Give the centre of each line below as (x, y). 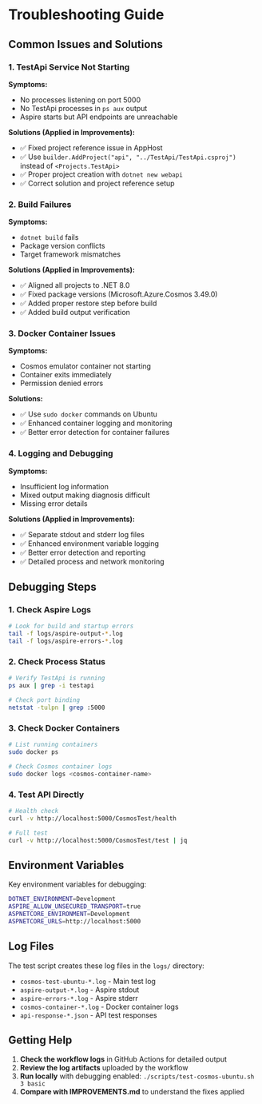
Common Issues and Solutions (86, 44)
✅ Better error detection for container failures (95, 432)
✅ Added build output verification (75, 313)
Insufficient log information (64, 486)
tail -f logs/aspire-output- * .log (66, 634)
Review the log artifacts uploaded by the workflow (104, 1068)
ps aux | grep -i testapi (51, 686)
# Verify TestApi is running (57, 678)
